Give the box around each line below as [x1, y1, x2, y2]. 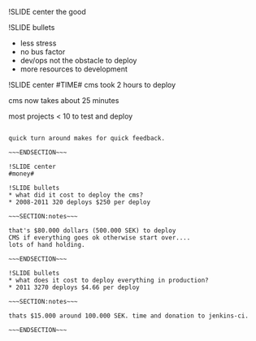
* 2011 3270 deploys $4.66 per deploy [8, 283, 140, 291]
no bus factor [20, 47, 66, 56]
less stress [20, 38, 57, 48]
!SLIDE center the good [8, 7, 87, 16]
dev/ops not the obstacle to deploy [20, 56, 137, 65]
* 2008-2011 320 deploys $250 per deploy [8, 198, 151, 206]
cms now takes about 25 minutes [8, 96, 119, 105]
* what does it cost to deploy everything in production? [8, 276, 209, 284]
